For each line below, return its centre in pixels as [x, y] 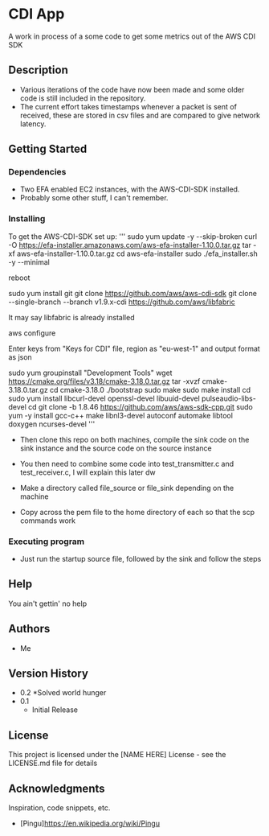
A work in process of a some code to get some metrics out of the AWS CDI [132, 36]
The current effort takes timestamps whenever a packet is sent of [128, 106]
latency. [33, 124]
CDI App [37, 14]
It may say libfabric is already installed [71, 317]
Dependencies [37, 172]
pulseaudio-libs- [229, 398]
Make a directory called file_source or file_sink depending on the [127, 488]
